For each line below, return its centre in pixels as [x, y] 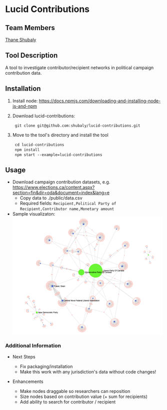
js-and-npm [25, 106]
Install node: [25, 101]
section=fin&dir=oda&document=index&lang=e [61, 193]
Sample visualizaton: [34, 214]
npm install [27, 150]
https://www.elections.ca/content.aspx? [53, 187]
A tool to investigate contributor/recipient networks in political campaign [79, 67]
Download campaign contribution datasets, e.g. [61, 182]
